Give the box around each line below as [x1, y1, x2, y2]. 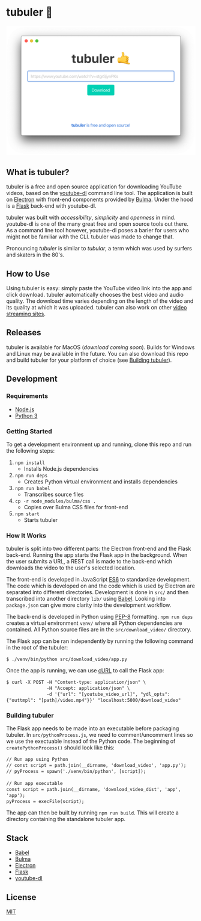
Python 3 [14, 412, 38, 419]
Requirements [6, 392, 49, 400]
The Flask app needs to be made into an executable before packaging [6, 725, 179, 732]
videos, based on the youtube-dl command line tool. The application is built [6, 190, 193, 197]
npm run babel [14, 485, 50, 491]
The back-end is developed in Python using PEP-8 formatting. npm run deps [6, 613, 193, 621]
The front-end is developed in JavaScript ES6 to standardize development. [6, 576, 191, 583]
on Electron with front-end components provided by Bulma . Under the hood [6, 196, 193, 203]
